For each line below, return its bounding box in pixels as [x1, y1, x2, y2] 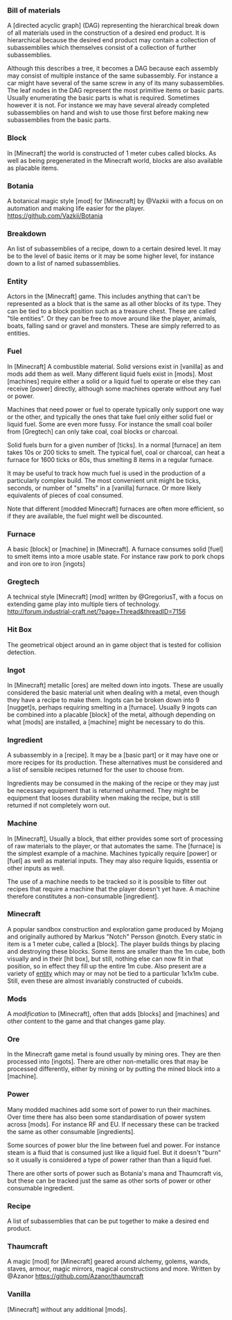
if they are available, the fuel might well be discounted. [7, 512, 163, 520]
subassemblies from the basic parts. [7, 116, 111, 124]
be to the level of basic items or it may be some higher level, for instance [7, 252, 215, 260]
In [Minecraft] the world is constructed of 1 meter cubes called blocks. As [7, 148, 217, 157]
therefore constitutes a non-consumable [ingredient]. [7, 892, 159, 900]
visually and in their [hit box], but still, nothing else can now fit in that [7, 954, 204, 963]
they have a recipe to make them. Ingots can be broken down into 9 [7, 696, 199, 704]
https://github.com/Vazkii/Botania [7, 211, 103, 220]
